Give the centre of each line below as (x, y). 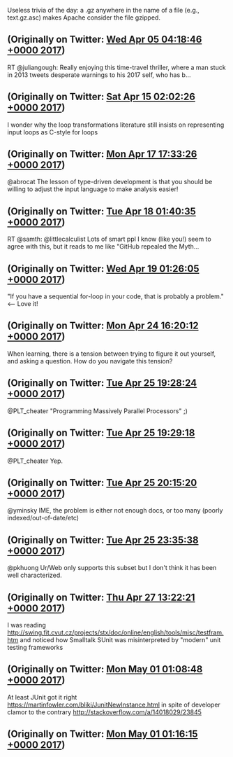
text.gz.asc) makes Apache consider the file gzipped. (84, 18)
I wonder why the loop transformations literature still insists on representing (116, 125)
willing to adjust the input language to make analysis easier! (93, 189)
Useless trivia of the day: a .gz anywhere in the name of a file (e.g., (104, 10)
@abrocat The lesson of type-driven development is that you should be (110, 182)
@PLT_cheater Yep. (35, 461)
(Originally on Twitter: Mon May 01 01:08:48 (105, 669)
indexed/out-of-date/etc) (43, 518)
